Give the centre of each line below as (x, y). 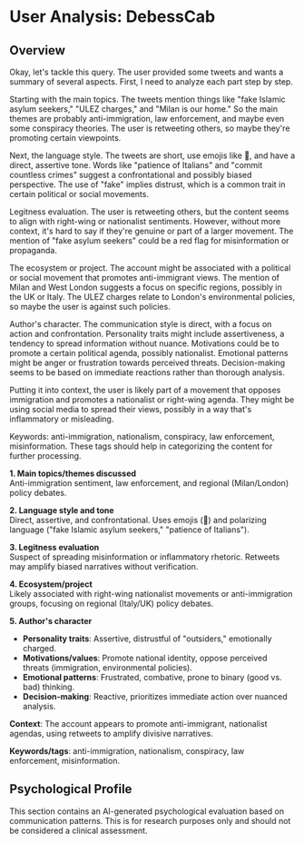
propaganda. (33, 250)
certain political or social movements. (79, 194)
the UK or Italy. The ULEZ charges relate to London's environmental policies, (152, 297)
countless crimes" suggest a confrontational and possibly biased (131, 175)
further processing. (45, 456)
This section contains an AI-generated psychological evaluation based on (147, 811)
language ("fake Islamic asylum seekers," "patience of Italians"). (129, 530)
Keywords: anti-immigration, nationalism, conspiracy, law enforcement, (142, 436)
